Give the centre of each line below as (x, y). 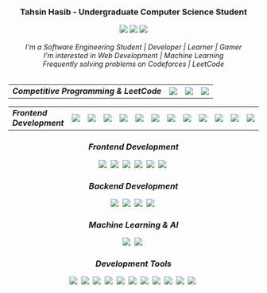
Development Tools (133, 264)
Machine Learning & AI (133, 225)
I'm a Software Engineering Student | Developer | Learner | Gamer (133, 47)
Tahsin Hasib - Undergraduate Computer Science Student (133, 12)
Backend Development (133, 186)
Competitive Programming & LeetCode (87, 92)
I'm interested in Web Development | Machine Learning (133, 56)
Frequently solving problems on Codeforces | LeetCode (133, 64)
